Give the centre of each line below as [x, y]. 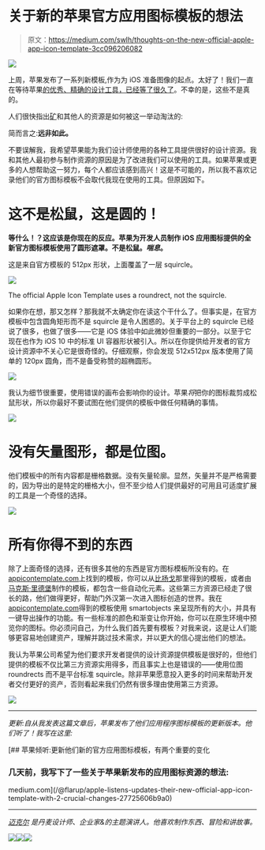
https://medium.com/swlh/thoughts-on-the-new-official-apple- [151, 40]
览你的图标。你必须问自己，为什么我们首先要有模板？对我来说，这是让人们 [129, 627]
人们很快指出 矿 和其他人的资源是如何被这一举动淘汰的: [96, 116]
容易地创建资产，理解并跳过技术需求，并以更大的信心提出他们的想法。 [136, 637]
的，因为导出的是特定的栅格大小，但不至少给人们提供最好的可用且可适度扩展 [132, 485]
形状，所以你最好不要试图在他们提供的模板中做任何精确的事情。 [118, 402]
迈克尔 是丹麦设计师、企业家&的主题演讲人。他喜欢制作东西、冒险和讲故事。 [132, 822]
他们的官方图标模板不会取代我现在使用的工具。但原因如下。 [112, 179]
